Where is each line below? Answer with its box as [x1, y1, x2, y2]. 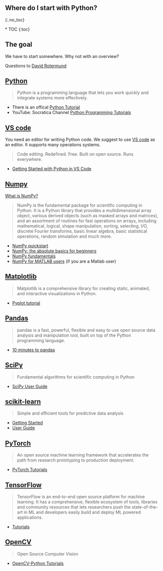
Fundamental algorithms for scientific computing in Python [17, 374, 135, 380]
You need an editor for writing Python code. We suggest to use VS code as [5, 136, 155, 143]
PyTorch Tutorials [12, 467, 48, 473]
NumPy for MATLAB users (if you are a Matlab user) [12, 258, 116, 265]
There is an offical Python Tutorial [12, 104, 80, 110]
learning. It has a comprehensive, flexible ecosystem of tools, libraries [17, 499, 158, 505]
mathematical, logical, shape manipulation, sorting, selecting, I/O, [17, 223, 148, 229]
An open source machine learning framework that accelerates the [17, 452, 149, 458]
